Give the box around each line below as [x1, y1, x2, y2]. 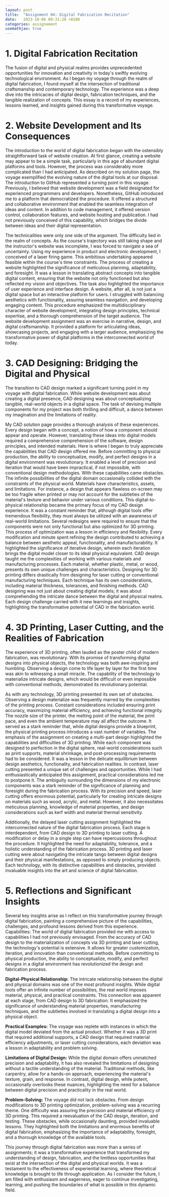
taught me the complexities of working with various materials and [5, 555, 141, 561]
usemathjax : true [5, 26, 42, 31]
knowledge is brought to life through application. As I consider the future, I [5, 1171, 160, 1177]
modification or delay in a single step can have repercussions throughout [5, 835, 157, 841]
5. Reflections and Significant [5, 885, 132, 897]
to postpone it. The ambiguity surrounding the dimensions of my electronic [5, 777, 161, 783]
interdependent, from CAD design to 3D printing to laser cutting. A [5, 830, 143, 836]
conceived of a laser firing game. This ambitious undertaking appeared [5, 254, 153, 260]
